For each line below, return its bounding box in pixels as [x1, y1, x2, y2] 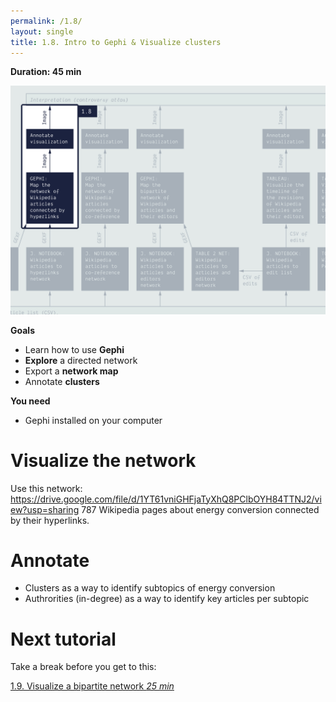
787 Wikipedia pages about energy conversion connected [81, 503, 320, 515]
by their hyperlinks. [10, 514, 90, 526]
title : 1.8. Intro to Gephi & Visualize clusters [10, 37, 222, 47]
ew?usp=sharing [10, 503, 80, 515]
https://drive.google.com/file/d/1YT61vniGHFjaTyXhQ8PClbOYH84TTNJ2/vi [10, 493, 322, 505]
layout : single [10, 26, 74, 37]
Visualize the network [10, 449, 197, 472]
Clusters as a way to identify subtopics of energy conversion [24, 582, 276, 594]
